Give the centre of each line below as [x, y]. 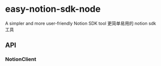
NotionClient [21, 59]
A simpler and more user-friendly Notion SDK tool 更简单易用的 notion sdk [80, 23]
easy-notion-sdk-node [53, 9]
